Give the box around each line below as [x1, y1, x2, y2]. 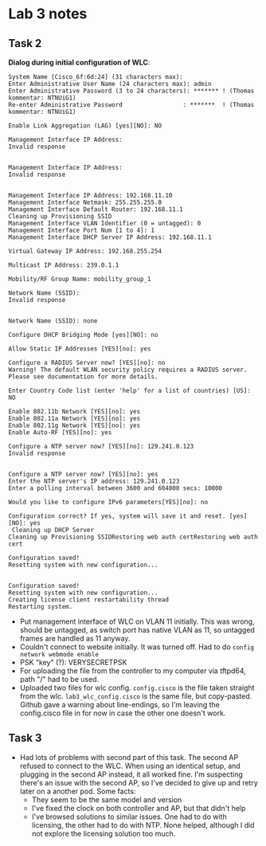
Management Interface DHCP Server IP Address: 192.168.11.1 [8, 233, 213, 241]
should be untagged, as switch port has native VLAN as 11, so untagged [19, 625, 255, 634]
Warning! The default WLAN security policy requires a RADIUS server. [8, 366, 248, 374]
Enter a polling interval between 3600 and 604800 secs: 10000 [8, 484, 223, 492]
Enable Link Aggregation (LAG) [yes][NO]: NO [8, 122, 162, 130]
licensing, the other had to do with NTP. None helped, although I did [31, 820, 255, 829]
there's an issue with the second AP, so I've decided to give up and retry [19, 777, 259, 787]
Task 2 [8, 37, 42, 50]
